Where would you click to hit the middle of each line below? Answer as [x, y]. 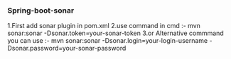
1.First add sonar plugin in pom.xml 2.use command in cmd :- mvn [104, 26]
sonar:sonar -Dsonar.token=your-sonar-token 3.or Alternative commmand [116, 33]
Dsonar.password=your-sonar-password [67, 48]
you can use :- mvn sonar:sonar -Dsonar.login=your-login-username [108, 41]
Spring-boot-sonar [41, 11]
